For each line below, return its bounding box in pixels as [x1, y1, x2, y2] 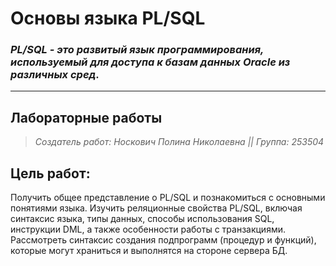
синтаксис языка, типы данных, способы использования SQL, [10, 213, 275, 225]
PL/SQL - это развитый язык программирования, [10, 43, 265, 57]
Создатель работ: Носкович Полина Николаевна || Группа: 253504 [34, 136, 325, 148]
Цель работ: [10, 165, 91, 182]
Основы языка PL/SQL [10, 7, 206, 30]
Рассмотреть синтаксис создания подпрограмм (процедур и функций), [10, 234, 317, 246]
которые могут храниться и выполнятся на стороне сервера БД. [10, 245, 288, 257]
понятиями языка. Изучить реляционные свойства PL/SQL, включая [10, 202, 303, 214]
